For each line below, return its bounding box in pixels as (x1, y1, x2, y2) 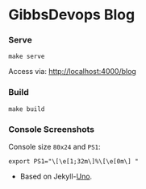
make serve (8, 52, 45, 61)
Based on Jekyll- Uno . (19, 171, 93, 182)
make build (8, 105, 45, 113)
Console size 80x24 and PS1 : (8, 142, 101, 152)
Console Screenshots (8, 123, 95, 134)
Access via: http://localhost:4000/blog (8, 67, 137, 76)
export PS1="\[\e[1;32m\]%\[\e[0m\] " (8, 158, 139, 166)
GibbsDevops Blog (8, 6, 136, 24)
